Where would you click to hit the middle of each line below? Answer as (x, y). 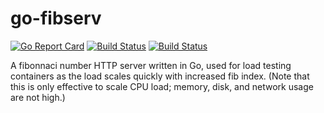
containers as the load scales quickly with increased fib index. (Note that (160, 76)
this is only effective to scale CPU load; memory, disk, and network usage (162, 86)
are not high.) (38, 97)
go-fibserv (56, 18)
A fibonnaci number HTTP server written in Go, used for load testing (151, 65)
